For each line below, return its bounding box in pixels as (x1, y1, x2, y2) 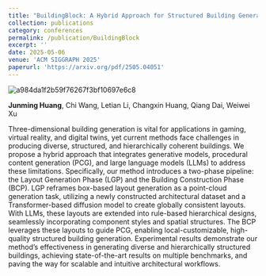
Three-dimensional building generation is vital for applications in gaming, (8, 124, 247, 133)
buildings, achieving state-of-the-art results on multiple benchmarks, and (8, 251, 248, 260)
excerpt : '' (8, 41, 47, 49)
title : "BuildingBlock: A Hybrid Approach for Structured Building (8, 11, 236, 20)
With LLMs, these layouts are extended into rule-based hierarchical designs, (8, 208, 257, 218)
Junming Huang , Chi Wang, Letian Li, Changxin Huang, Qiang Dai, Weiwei (8, 100, 251, 109)
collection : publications (8, 19, 93, 27)
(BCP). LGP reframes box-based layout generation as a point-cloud (8, 183, 227, 193)
